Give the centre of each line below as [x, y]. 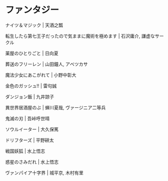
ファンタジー [32, 10]
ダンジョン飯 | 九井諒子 [30, 97]
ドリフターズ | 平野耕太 [30, 140]
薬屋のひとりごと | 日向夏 [32, 53]
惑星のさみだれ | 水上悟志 [32, 162]
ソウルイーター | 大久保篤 [32, 129]
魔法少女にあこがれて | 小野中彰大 [41, 75]
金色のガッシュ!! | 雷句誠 [31, 86]
